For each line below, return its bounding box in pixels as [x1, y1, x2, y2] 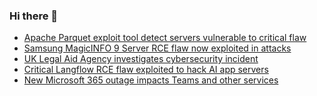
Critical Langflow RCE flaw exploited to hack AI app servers [23, 64, 269, 76]
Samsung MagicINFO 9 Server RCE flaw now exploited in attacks [23, 42, 292, 54]
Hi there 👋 [9, 9, 59, 23]
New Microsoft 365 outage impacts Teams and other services [23, 74, 279, 86]
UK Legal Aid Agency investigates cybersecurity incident [23, 53, 259, 65]
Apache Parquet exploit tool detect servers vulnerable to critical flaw [23, 32, 307, 44]
